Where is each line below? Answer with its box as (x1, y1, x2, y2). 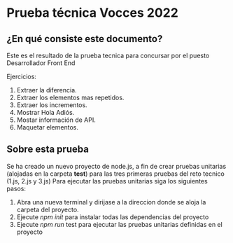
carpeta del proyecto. (16, 205, 79, 214)
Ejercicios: (6, 72, 36, 81)
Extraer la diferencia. (16, 86, 78, 94)
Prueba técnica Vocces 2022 (6, 5, 179, 21)
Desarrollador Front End (6, 59, 76, 67)
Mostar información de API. (16, 116, 96, 124)
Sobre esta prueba (6, 144, 89, 155)
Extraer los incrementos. (16, 101, 88, 109)
